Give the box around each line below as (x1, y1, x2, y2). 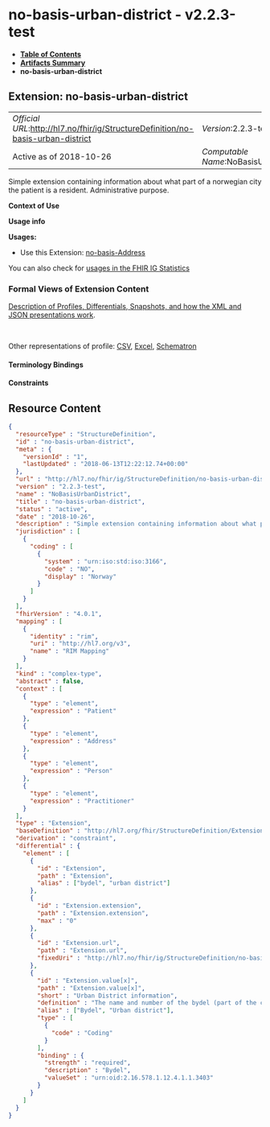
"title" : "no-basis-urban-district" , (15, 497, 146, 506)
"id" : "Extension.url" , (37, 939, 121, 947)
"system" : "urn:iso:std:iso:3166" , (43, 557, 167, 565)
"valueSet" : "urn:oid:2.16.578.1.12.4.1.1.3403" (43, 1074, 215, 1082)
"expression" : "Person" (29, 767, 113, 775)
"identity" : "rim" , (29, 632, 99, 641)
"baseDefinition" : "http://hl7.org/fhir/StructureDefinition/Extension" (15, 827, 268, 835)
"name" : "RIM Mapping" (29, 647, 110, 655)
